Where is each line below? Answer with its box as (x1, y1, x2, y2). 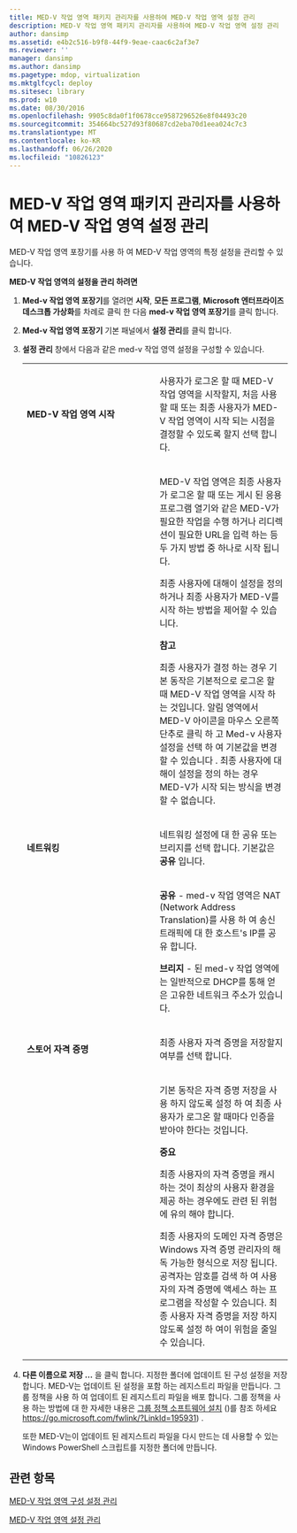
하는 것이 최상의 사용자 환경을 (158, 1182, 276, 1194)
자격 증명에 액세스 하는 (178, 1283, 267, 1296)
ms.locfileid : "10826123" (9, 152, 104, 162)
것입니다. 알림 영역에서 (169, 701, 259, 713)
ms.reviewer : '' (9, 46, 69, 55)
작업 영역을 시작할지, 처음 (158, 389, 259, 401)
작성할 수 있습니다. (194, 1297, 267, 1309)
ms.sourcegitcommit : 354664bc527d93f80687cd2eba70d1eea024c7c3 (9, 120, 247, 129)
